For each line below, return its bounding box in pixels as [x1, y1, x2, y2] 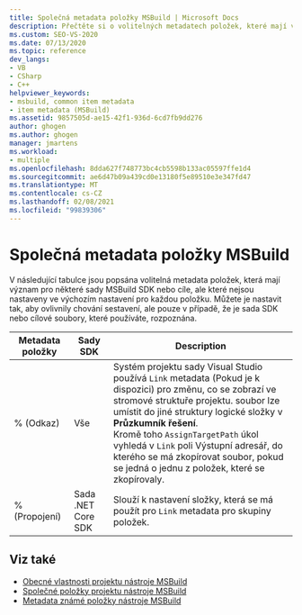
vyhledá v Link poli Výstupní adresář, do [113, 439, 283, 451]
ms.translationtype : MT [9, 181, 99, 190]
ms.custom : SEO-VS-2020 [9, 30, 99, 39]
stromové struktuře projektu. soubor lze [113, 393, 280, 406]
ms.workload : [9, 147, 58, 156]
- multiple [9, 155, 50, 165]
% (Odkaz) [13, 416, 60, 429]
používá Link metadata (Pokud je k [113, 371, 261, 384]
